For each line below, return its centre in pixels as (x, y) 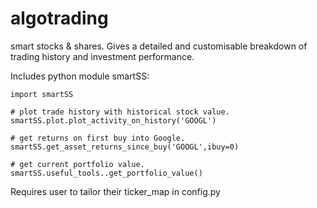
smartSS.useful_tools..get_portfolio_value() (106, 173)
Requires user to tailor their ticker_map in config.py (115, 191)
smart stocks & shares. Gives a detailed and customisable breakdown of (159, 46)
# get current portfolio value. (77, 164)
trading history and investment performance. (102, 56)
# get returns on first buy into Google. (98, 138)
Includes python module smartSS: (80, 76)
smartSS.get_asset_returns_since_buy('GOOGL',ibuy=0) (125, 147)
